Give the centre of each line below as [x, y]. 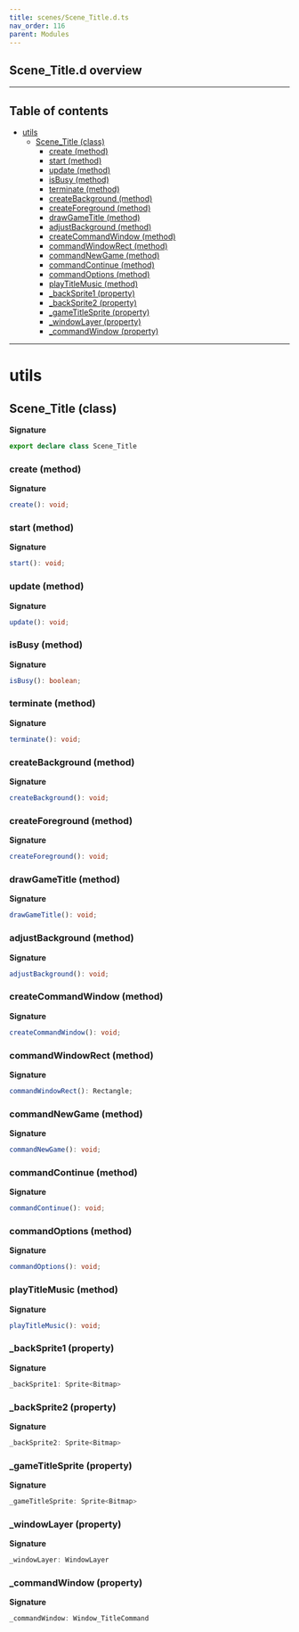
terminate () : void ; [45, 739]
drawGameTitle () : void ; [53, 915]
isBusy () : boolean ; [45, 680]
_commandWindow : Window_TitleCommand [79, 1619]
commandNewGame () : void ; [55, 1150]
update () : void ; [39, 622]
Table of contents [59, 111]
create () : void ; [39, 505]
